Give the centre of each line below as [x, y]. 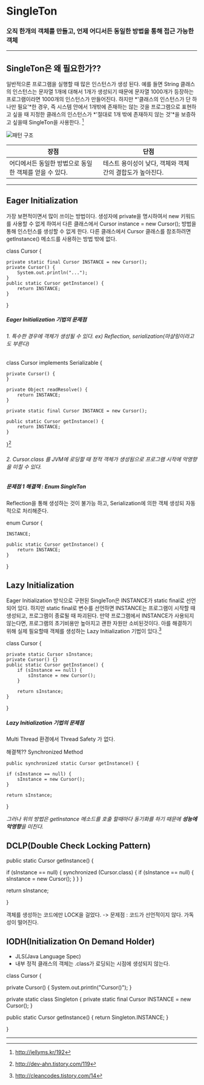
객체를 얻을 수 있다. [42, 172]
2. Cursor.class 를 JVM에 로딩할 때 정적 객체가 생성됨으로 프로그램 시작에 [94, 459]
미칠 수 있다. [27, 466]
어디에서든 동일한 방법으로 [44, 163]
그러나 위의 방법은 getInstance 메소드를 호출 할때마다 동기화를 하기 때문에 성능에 [102, 819]
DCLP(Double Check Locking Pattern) [79, 846]
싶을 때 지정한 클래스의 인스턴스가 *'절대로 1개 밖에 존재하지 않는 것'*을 [96, 114]
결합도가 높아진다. [140, 172]
